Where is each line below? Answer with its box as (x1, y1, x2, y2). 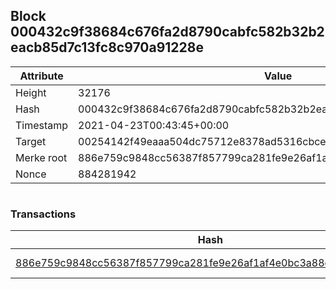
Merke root (15, 150, 68, 164)
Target (15, 134, 47, 148)
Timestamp (15, 118, 69, 132)
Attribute (19, 69, 64, 83)
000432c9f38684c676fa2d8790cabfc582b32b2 (10, 24, 325, 41)
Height (15, 85, 47, 99)
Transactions (10, 207, 77, 221)
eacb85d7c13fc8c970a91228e (10, 39, 204, 56)
